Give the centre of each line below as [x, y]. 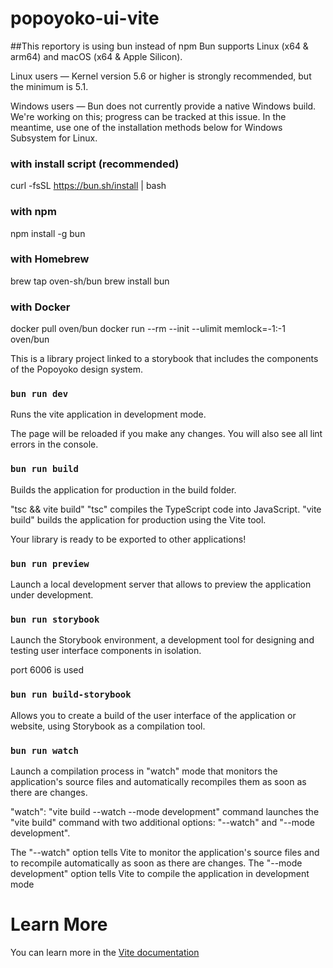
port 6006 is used [47, 670]
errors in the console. [54, 444]
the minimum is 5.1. [49, 86]
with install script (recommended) [95, 164]
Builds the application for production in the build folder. [123, 489]
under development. [52, 595]
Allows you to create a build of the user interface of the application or [153, 715]
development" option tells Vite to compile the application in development [160, 873]
